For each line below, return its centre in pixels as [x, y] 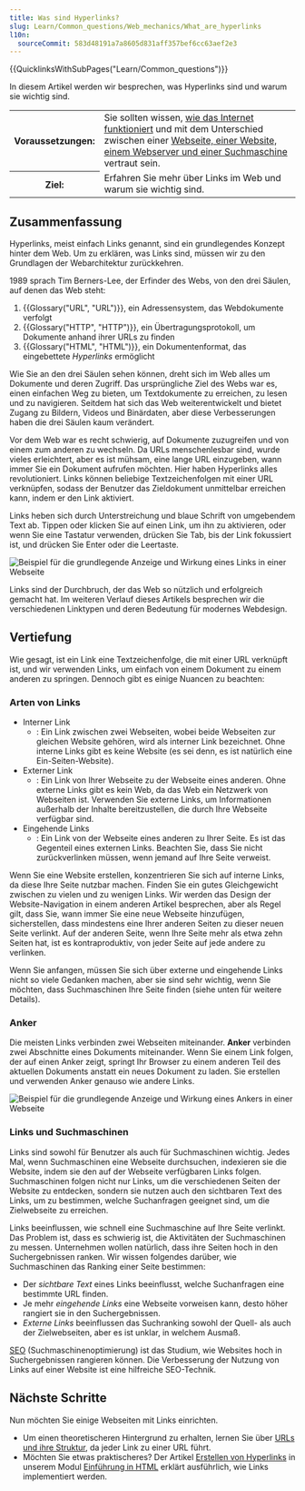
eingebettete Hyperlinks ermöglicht [89, 357]
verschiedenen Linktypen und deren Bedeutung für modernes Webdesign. [148, 609]
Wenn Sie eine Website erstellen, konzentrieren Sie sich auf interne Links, [147, 876]
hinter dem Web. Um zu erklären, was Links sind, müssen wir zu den [138, 254]
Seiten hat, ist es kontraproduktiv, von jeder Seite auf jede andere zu [138, 943]
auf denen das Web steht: [58, 290]
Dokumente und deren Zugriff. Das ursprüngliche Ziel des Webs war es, [143, 384]
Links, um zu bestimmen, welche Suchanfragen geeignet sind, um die [140, 1200]
